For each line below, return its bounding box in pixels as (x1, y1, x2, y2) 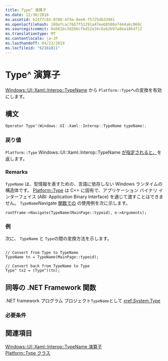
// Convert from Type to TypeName (5, 250, 79, 255)
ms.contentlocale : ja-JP (5, 36, 58, 41)
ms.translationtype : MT (5, 31, 56, 36)
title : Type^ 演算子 (5, 7, 47, 13)
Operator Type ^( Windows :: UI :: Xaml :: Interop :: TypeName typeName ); (5, 124, 147, 129)
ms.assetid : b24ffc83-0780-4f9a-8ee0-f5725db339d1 (5, 17, 115, 22)
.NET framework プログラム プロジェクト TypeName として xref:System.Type (5, 297, 160, 304)
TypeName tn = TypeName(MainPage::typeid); (5, 255, 99, 260)
